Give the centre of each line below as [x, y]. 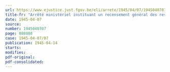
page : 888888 [19, 33]
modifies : [16, 52]
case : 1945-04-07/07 [27, 39]
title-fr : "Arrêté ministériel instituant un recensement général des [81, 15]
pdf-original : [20, 57]
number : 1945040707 [26, 29]
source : [13, 24]
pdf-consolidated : [25, 62]
